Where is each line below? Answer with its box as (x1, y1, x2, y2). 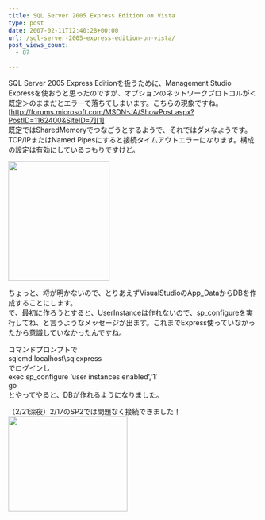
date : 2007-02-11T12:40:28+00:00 (8, 26, 119, 34)
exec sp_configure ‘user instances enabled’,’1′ (8, 372, 157, 382)
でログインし (8, 363, 50, 372)
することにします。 (14, 298, 78, 307)
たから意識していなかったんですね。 (8, 328, 126, 337)
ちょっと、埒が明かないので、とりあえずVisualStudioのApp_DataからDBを (8, 288, 250, 297)
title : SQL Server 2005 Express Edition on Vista (8, 11, 176, 20)
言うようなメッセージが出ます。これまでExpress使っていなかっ (49, 318, 255, 327)
